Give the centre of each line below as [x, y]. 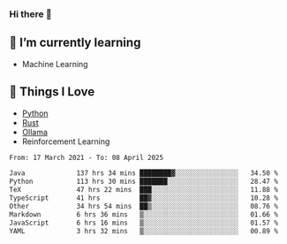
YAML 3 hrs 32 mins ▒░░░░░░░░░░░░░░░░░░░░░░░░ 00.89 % [143, 231]
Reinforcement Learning [66, 141]
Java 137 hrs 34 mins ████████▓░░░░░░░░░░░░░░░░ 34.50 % [143, 173]
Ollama [35, 132]
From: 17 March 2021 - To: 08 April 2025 [87, 157]
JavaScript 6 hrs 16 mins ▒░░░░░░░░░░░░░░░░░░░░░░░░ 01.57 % [143, 223]
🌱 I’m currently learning [75, 43]
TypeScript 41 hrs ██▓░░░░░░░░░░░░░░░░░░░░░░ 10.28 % [143, 198]
